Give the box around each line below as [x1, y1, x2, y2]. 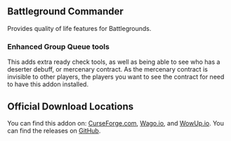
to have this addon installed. [7, 80, 89, 88]
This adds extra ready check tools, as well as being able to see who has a [7, 58, 220, 66]
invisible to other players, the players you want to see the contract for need [7, 73, 225, 81]
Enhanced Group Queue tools [7, 41, 110, 51]
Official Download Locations [7, 100, 134, 112]
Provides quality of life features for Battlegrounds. [7, 24, 152, 32]
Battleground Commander [7, 6, 124, 18]
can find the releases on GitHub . [7, 126, 101, 135]
